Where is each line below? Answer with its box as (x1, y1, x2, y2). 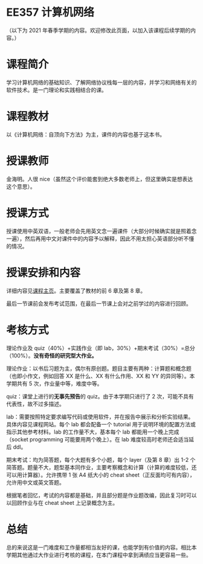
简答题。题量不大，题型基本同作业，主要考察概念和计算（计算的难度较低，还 (6, 463, 197, 471)
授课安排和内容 (6, 266, 81, 280)
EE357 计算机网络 (6, 5, 95, 19)
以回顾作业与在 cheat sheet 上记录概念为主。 (6, 499, 118, 506)
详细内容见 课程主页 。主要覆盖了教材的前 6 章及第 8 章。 (6, 287, 146, 294)
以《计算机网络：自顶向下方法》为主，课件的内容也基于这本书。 (6, 130, 165, 138)
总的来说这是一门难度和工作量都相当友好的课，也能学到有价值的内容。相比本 (6, 543, 197, 551)
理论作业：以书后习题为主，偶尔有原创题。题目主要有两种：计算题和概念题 (6, 365, 192, 372)
